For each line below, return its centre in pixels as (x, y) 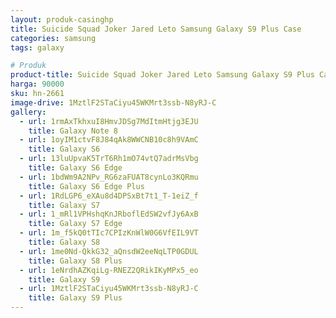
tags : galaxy (37, 47)
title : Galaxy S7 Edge (75, 224)
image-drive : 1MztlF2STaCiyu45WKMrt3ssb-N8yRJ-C (113, 102)
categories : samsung (53, 38)
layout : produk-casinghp (62, 19)
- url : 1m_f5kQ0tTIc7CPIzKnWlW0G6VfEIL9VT (109, 233)
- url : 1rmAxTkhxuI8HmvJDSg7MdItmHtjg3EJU (109, 121)
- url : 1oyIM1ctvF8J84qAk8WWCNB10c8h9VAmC (109, 140)
